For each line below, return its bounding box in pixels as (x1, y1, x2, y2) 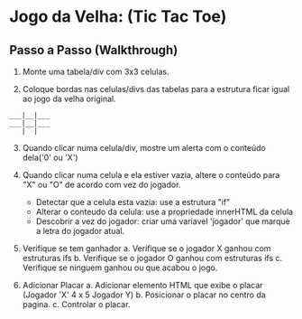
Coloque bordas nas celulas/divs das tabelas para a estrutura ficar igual (22, 84, 290, 94)
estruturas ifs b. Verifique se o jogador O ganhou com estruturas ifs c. (22, 253, 283, 263)
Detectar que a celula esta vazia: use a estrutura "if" (35, 197, 231, 207)
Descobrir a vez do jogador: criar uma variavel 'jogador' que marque (35, 216, 290, 227)
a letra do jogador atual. (35, 226, 124, 236)
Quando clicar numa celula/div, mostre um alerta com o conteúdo (22, 143, 266, 153)
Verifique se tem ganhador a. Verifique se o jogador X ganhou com (22, 243, 271, 254)
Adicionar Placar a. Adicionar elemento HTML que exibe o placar (22, 280, 263, 290)
